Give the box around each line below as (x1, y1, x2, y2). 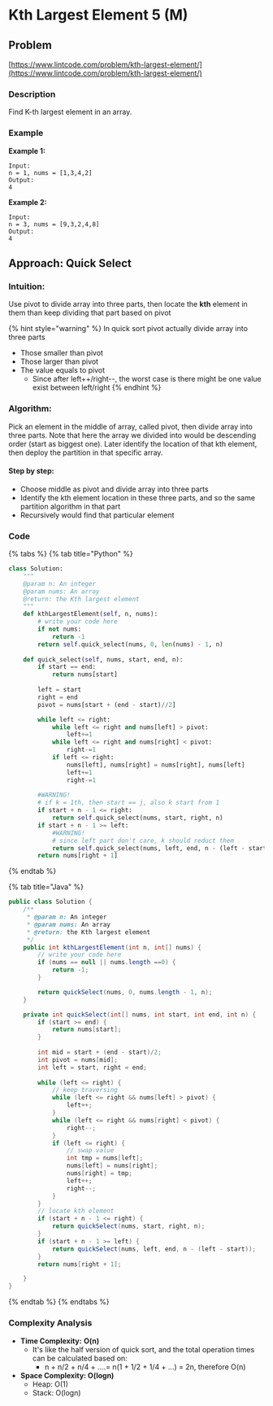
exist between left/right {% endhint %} (32, 382, 162, 392)
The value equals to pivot (19, 365, 106, 375)
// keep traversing (51, 1086, 118, 1094)
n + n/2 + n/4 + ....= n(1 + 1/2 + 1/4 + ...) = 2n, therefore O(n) (44, 1361, 246, 1372)
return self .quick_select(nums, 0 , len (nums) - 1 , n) (37, 640, 223, 648)
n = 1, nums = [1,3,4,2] (8, 168, 93, 177)
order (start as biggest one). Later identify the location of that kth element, (8, 439, 258, 448)
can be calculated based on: (32, 1353, 128, 1363)
